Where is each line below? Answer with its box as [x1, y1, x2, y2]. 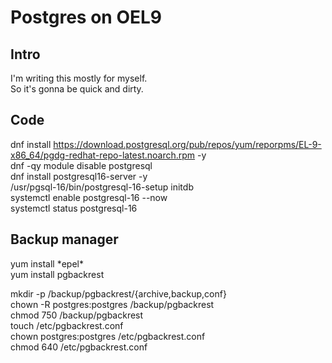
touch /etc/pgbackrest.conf [10, 319, 124, 331]
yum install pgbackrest [10, 268, 105, 280]
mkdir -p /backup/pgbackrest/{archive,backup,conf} [10, 287, 227, 300]
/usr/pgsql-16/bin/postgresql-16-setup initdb [10, 181, 194, 193]
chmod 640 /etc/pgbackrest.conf [10, 341, 148, 353]
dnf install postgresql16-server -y [10, 170, 148, 182]
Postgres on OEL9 [10, 6, 162, 29]
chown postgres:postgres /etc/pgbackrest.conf [10, 330, 206, 342]
